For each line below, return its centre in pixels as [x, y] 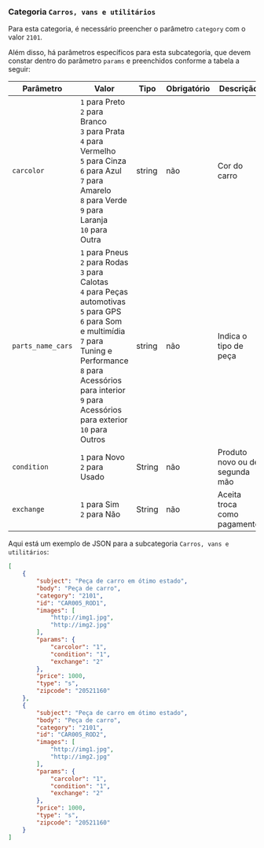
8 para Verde [103, 201]
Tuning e [96, 351]
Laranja [94, 220]
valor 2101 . [26, 37]
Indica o [232, 336]
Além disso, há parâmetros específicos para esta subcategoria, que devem [130, 53]
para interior [103, 391]
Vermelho [98, 151]
